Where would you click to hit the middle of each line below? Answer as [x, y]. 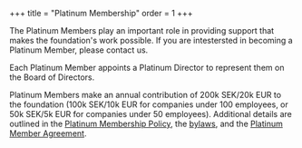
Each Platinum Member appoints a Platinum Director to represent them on [147, 68]
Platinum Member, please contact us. [79, 50]
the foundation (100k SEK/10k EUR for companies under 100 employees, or [149, 104]
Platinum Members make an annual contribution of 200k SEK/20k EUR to [146, 95]
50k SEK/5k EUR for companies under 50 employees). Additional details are [151, 114]
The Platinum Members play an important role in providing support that [142, 30]
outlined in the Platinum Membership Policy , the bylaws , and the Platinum [146, 123]
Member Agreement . [48, 133]
